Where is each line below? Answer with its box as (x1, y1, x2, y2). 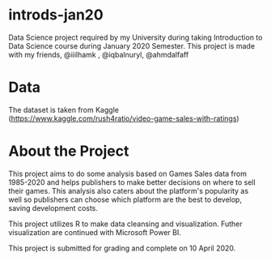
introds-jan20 (8, 6, 104, 24)
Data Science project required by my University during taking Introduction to (8, 32, 263, 42)
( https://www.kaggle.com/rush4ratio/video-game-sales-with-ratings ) (8, 113, 240, 123)
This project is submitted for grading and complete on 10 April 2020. (8, 243, 236, 253)
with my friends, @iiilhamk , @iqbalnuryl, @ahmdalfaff (8, 49, 189, 59)
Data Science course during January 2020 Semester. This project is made (8, 41, 256, 50)
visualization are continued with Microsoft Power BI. (8, 227, 182, 237)
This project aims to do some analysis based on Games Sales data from (8, 169, 247, 178)
